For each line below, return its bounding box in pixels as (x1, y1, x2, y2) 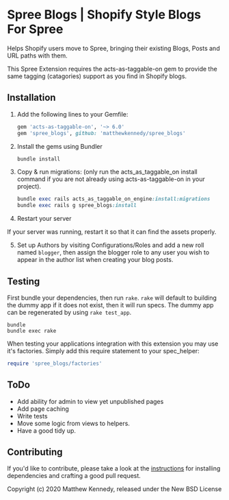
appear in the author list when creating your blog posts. (16, 256, 174, 264)
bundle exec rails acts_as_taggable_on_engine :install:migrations (16, 195, 211, 202)
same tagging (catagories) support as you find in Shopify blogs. (7, 72, 187, 80)
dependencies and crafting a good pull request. (7, 472, 142, 480)
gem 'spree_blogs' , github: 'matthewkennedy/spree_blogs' (16, 130, 186, 136)
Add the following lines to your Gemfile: (16, 110, 129, 118)
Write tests (16, 412, 48, 420)
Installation (7, 92, 56, 104)
